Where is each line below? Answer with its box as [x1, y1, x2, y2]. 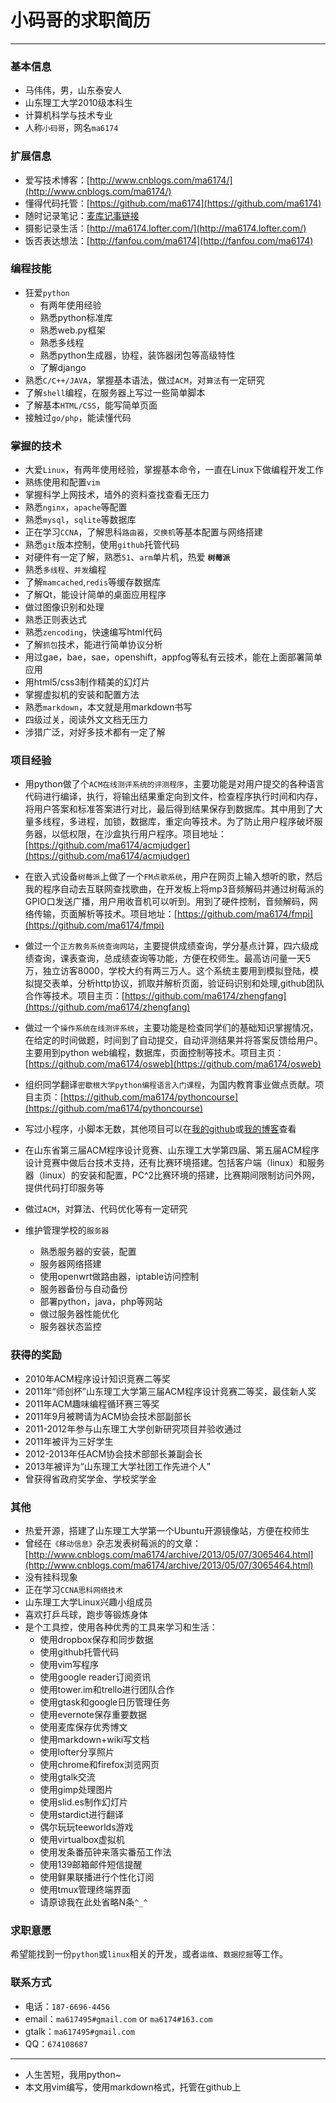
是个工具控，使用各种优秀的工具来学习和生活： [24, 1621, 218, 1633]
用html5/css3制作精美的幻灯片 [24, 676, 151, 688]
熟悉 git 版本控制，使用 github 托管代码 [24, 539, 180, 551]
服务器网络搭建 [39, 1258, 102, 1270]
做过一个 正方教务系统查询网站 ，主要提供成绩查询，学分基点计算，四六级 [24, 940, 310, 952]
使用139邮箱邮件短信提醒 [39, 1859, 143, 1871]
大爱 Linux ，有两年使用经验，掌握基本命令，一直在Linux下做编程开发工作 [24, 464, 325, 476]
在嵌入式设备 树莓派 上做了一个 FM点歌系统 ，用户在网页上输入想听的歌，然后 [24, 871, 323, 883]
